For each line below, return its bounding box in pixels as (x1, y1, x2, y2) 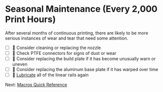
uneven (12, 61, 28, 67)
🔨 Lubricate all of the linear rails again (12, 72, 89, 78)
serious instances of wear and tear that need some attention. (5, 35, 129, 41)
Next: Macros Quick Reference (5, 82, 67, 88)
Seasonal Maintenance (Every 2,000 (5, 3, 158, 15)
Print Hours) (5, 14, 56, 25)
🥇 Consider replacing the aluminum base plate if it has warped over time (12, 67, 159, 72)
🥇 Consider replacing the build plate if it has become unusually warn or (12, 56, 156, 62)
